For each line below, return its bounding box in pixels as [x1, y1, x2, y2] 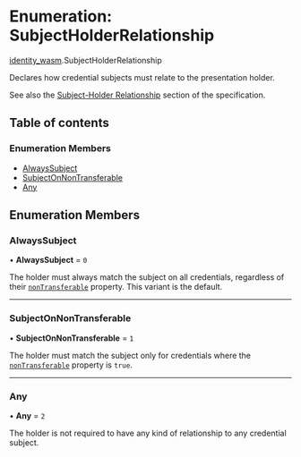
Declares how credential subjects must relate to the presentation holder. [9, 72, 275, 82]
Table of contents [9, 115, 109, 131]
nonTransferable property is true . [9, 360, 133, 370]
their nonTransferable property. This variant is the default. [9, 282, 223, 292]
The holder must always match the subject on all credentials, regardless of [9, 272, 285, 283]
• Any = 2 [9, 410, 46, 421]
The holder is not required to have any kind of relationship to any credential [9, 427, 287, 438]
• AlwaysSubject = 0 [9, 255, 88, 266]
